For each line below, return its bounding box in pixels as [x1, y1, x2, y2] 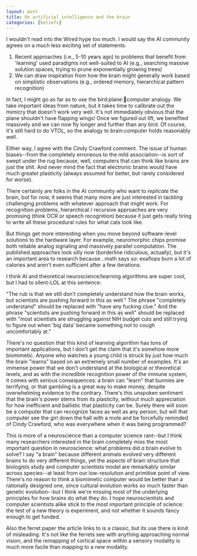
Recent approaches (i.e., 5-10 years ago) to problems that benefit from [14, 54, 186, 61]
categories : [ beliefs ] [6, 19, 62, 25]
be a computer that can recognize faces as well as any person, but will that [6, 408, 188, 415]
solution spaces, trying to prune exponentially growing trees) [14, 66, 163, 73]
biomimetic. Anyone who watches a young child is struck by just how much [6, 352, 188, 359]
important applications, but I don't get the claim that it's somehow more [6, 345, 179, 353]
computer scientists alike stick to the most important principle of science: [6, 501, 184, 508]
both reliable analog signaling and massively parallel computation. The [6, 242, 177, 250]
